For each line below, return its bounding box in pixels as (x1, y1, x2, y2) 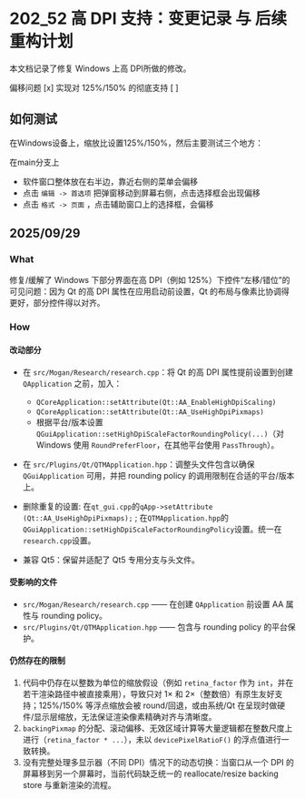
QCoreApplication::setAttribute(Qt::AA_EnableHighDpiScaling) (35, 398, 277, 407)
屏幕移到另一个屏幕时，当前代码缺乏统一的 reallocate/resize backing (22, 768, 279, 779)
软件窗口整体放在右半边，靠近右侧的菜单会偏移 (22, 176, 198, 187)
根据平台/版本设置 (35, 416, 103, 428)
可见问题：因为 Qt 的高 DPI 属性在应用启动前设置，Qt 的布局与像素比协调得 (9, 286, 290, 297)
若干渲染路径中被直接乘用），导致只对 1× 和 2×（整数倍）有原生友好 (22, 688, 275, 699)
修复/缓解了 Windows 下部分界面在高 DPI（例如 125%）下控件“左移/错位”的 (9, 275, 290, 286)
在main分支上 (9, 157, 60, 167)
